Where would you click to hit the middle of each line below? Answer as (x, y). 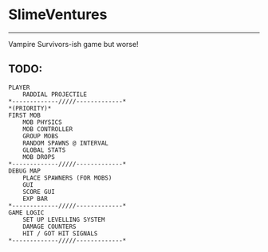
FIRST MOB (25, 115)
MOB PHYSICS (42, 122)
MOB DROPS (39, 157)
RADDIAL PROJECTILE (55, 94)
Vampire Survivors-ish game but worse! (73, 44)
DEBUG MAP (25, 171)
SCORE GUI (39, 192)
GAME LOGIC (26, 212)
